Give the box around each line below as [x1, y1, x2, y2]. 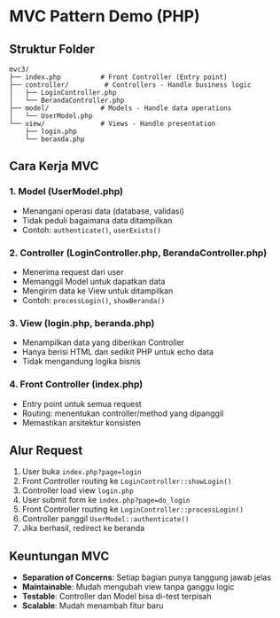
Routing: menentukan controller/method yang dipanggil [21, 408, 224, 419]
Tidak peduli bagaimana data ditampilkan [21, 215, 173, 225]
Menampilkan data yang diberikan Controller [21, 337, 184, 348]
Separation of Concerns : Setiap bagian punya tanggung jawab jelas [21, 572, 272, 583]
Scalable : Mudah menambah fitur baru [21, 600, 164, 611]
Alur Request [9, 442, 83, 458]
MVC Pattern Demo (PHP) [9, 6, 201, 27]
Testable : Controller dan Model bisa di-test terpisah [21, 591, 212, 602]
